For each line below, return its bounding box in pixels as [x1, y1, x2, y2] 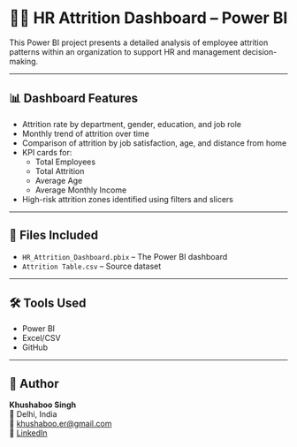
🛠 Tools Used [9, 295, 87, 310]
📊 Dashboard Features [9, 91, 139, 106]
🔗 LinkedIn [9, 428, 48, 438]
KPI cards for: [21, 147, 72, 157]
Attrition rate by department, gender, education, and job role [21, 118, 241, 129]
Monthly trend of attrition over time [21, 128, 150, 139]
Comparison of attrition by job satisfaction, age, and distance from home [21, 137, 287, 148]
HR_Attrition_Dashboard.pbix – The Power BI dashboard [21, 251, 228, 261]
